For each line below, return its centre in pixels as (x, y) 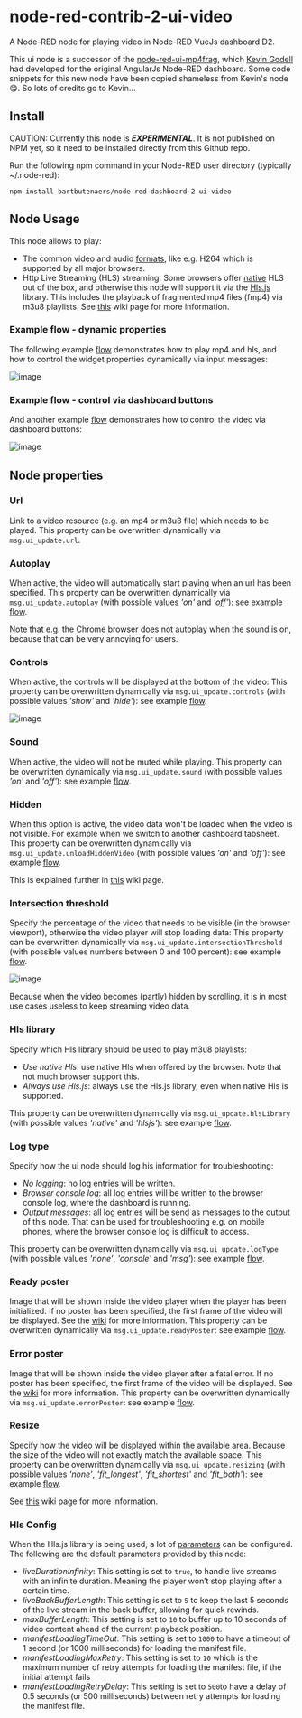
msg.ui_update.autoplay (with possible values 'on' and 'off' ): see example (146, 602)
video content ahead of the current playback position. (122, 1629)
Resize (24, 1425)
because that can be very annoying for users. (94, 639)
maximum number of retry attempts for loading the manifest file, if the (152, 1667)
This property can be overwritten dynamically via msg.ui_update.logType (144, 1248)
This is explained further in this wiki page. (87, 880)
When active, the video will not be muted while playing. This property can (146, 762)
